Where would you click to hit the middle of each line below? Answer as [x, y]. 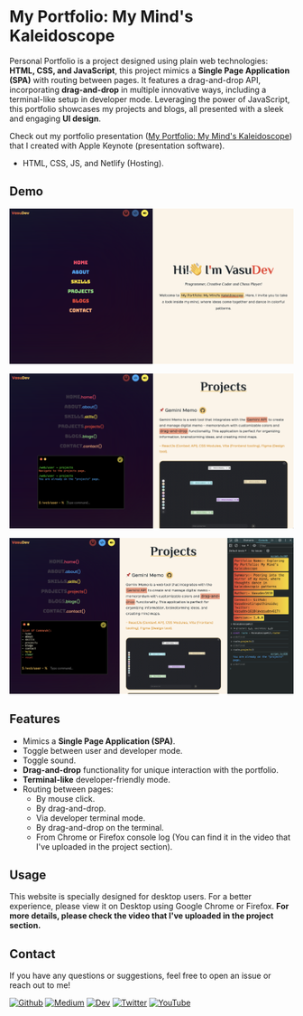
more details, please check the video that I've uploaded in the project [142, 916]
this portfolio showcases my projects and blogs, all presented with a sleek [147, 108]
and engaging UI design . [55, 118]
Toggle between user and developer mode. [102, 750]
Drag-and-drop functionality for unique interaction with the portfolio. [151, 769]
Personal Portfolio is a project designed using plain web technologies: [139, 61]
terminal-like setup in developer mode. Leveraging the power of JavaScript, [150, 99]
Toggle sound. [49, 760]
